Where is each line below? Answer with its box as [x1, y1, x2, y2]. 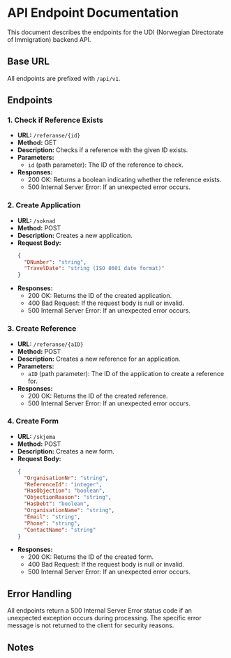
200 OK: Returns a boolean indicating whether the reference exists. [27, 176, 222, 184]
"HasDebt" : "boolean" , [24, 500, 90, 507]
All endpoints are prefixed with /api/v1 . [7, 74, 121, 82]
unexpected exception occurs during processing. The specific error [7, 614, 202, 622]
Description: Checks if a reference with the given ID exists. [17, 146, 188, 154]
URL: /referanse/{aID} [17, 340, 84, 348]
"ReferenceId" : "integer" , [24, 481, 103, 488]
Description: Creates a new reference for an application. [17, 354, 181, 363]
